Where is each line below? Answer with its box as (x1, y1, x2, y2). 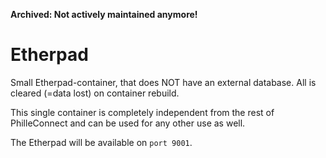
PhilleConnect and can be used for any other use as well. (10, 117, 246, 129)
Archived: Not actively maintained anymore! (10, 9, 198, 20)
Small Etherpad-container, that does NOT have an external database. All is (10, 76, 317, 88)
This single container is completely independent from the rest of (10, 106, 275, 118)
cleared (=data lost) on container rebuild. (10, 87, 180, 99)
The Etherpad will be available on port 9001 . (10, 136, 193, 148)
